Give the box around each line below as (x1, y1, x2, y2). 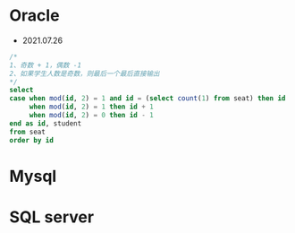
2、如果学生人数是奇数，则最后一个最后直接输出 (9, 69, 160, 78)
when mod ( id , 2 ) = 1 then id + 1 (29, 102, 154, 112)
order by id (9, 135, 54, 144)
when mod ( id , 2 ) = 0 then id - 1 (29, 111, 154, 120)
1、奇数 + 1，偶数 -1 (9, 60, 82, 70)
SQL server (9, 207, 95, 227)
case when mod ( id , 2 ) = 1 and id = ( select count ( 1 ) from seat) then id (9, 94, 286, 103)
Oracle (9, 5, 60, 26)
